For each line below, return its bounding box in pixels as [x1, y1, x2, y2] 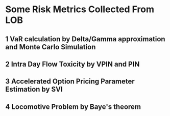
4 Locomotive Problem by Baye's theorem [5, 102, 141, 111]
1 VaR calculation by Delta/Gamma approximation [5, 35, 165, 43]
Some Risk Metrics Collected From [5, 4, 155, 15]
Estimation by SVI [5, 85, 63, 94]
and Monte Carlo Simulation [5, 42, 96, 51]
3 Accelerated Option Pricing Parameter [5, 77, 135, 86]
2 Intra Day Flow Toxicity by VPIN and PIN [5, 60, 140, 68]
